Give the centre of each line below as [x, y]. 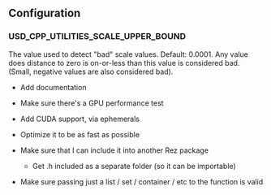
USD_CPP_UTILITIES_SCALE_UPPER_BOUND [97, 37]
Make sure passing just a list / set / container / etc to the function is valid [142, 181]
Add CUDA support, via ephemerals [80, 119]
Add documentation [53, 87]
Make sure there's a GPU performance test [92, 103]
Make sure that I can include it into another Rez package [114, 150]
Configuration [45, 13]
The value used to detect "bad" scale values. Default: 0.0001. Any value [129, 54]
